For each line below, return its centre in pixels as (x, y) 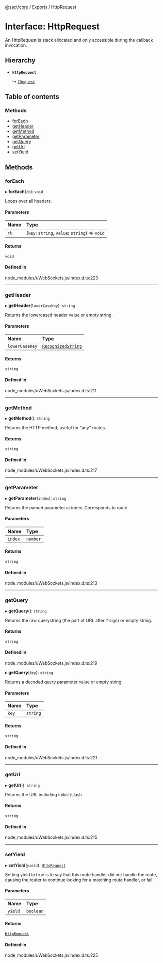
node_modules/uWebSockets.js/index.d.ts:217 (51, 470)
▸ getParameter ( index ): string (36, 498)
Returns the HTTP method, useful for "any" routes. (56, 427)
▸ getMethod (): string (27, 418)
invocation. (16, 45)
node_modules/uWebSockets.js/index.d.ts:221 (51, 757)
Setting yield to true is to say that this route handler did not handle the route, (81, 874)
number (33, 539)
